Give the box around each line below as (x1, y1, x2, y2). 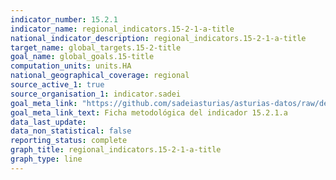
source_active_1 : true (10, 80, 105, 90)
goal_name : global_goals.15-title (10, 52, 155, 62)
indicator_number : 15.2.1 (10, 14, 118, 25)
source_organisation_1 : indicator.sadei (10, 89, 182, 99)
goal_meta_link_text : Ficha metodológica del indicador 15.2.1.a (10, 107, 288, 118)
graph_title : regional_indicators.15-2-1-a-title (10, 145, 222, 155)
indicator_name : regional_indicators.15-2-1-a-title (10, 24, 235, 34)
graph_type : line (10, 154, 83, 164)
